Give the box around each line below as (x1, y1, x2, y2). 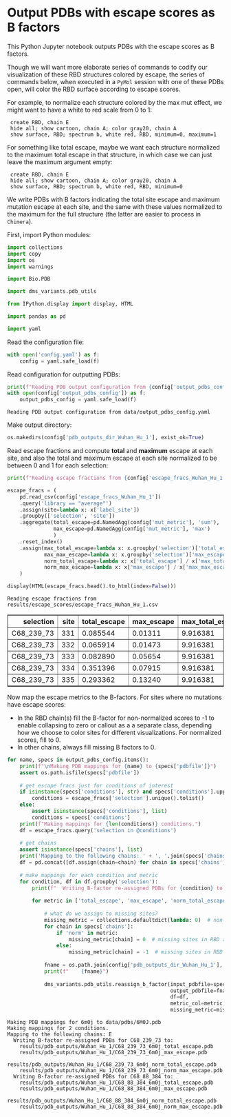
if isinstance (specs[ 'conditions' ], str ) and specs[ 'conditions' (19, 788, 211, 796)
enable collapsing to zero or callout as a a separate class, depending (16, 721, 212, 729)
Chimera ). (7, 217, 33, 225)
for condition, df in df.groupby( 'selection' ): (19, 878, 158, 885)
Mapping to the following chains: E (7, 1031, 112, 1038)
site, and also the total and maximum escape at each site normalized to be (7, 454, 218, 463)
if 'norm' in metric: (56, 929, 118, 936)
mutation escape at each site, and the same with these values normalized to (7, 202, 223, 211)
